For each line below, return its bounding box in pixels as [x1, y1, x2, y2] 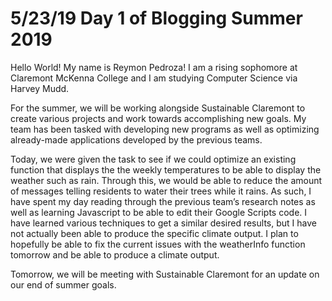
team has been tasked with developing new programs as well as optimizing [10, 123, 320, 135]
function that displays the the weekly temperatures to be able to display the [10, 163, 322, 176]
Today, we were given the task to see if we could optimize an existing [10, 153, 297, 165]
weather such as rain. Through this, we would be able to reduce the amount [10, 174, 323, 186]
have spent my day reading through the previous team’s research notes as [10, 195, 316, 207]
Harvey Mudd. [10, 82, 70, 94]
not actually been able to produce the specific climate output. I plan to [10, 227, 299, 239]
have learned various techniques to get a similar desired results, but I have [10, 217, 317, 229]
